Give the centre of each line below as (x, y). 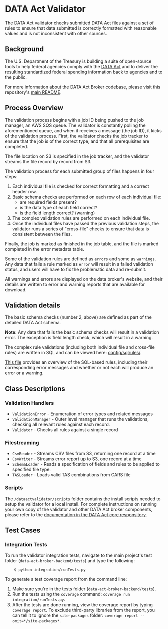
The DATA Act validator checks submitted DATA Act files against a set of (79, 23)
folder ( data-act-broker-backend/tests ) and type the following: (70, 561)
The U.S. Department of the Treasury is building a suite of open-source (78, 61)
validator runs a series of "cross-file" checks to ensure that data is (81, 229)
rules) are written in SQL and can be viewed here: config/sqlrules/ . (73, 353)
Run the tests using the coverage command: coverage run (71, 594)
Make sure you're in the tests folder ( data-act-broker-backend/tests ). (84, 589)
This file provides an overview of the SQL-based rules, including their (76, 362)
